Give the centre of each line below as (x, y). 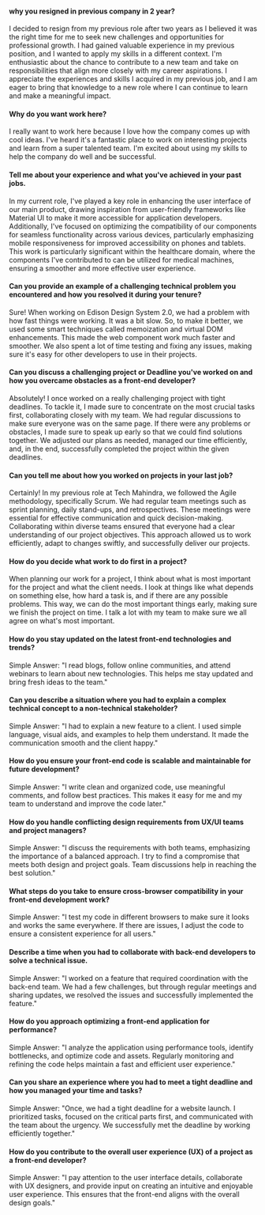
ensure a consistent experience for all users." (82, 934)
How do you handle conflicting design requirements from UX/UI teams (126, 822)
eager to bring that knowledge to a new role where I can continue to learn (129, 88)
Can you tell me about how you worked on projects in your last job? (121, 475)
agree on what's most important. (62, 621)
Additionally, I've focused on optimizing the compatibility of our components (133, 226)
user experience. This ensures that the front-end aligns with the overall (124, 1194)
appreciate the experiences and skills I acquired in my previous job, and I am (133, 79)
